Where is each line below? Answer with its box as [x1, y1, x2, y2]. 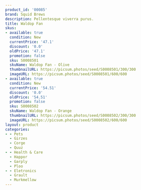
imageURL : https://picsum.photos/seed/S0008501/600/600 [9, 72, 127, 77]
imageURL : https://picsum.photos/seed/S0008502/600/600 [9, 117, 127, 123]
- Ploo [9, 164, 23, 169]
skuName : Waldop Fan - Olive [9, 62, 70, 67]
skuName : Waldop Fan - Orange [9, 108, 72, 114]
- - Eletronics [5, 168, 37, 173]
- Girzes [9, 136, 28, 141]
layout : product [5, 122, 39, 127]
